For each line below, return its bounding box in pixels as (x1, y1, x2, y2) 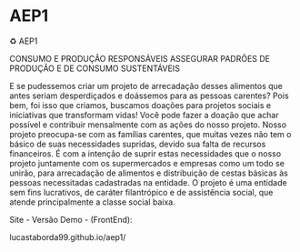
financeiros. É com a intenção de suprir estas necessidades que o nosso (9, 147, 282, 159)
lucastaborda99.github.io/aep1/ (9, 231, 126, 242)
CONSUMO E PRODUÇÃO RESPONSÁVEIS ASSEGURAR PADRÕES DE (9, 53, 271, 64)
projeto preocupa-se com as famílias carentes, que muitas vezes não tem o (9, 128, 292, 139)
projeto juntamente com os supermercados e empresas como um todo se (9, 157, 285, 168)
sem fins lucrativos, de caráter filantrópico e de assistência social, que (9, 186, 274, 197)
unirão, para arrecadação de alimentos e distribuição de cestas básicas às (9, 167, 288, 178)
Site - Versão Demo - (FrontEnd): (9, 214, 134, 225)
